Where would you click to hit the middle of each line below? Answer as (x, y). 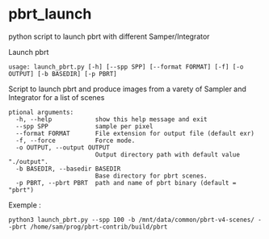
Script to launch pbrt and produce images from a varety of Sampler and (127, 89)
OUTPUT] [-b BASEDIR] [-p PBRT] (63, 73)
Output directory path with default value (168, 154)
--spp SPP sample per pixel (84, 126)
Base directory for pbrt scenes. (151, 176)
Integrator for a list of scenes (57, 97)
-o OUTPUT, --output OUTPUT (63, 147)
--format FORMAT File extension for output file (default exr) (135, 133)
